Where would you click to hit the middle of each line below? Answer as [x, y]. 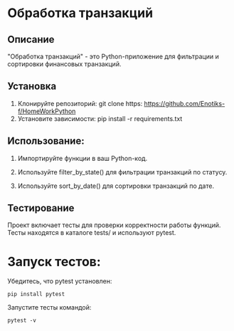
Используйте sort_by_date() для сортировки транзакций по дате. [116, 186]
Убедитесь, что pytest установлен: [60, 281]
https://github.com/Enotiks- [185, 103]
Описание [31, 40]
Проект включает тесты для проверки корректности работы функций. [114, 225]
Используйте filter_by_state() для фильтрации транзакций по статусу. [122, 172]
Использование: [46, 141]
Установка [32, 86]
